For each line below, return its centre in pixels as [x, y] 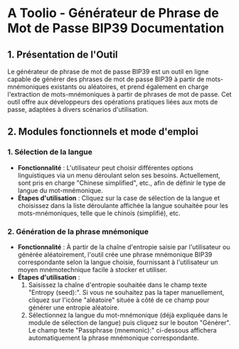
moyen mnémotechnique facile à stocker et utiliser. [92, 269]
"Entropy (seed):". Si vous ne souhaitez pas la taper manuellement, [126, 292]
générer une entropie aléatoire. [74, 307]
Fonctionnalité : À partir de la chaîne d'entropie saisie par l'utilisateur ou [124, 246]
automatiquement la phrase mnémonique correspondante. [113, 338]
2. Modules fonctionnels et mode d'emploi [103, 132]
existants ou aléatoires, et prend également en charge [129, 87]
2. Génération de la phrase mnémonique [78, 231]
